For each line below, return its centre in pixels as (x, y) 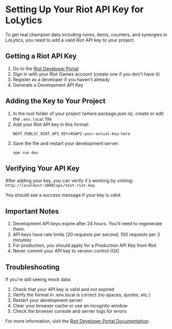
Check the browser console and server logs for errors (70, 311)
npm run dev (25, 152)
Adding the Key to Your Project (55, 101)
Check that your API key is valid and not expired (63, 289)
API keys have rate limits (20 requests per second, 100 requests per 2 (86, 235)
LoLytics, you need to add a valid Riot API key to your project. (70, 40)
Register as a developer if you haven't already (61, 79)
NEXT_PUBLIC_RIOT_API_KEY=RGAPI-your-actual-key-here (71, 134)
